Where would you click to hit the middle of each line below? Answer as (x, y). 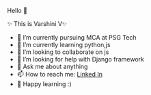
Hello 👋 (17, 11)
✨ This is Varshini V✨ (37, 24)
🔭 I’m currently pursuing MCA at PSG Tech (77, 37)
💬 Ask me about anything (52, 66)
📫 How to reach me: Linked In (59, 74)
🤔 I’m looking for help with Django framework (81, 59)
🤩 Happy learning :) (44, 84)
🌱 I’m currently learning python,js (64, 45)
